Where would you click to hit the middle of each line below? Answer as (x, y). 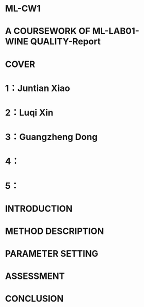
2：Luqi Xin (29, 113)
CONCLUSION (34, 299)
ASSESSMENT (35, 276)
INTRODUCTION (39, 209)
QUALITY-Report (65, 42)
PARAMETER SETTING (52, 254)
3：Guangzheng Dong (51, 137)
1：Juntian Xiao (38, 88)
